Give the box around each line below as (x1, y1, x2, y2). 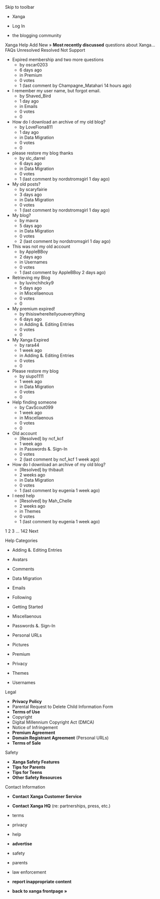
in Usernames (19, 259, 48, 265)
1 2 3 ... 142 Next (5, 528, 39, 534)
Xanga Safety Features (12, 759, 60, 765)
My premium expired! (12, 306, 55, 312)
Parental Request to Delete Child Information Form (12, 704, 113, 709)
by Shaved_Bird (19, 93, 51, 99)
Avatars (12, 557, 28, 562)
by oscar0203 (19, 62, 48, 67)
